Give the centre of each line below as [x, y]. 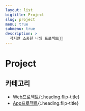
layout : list [19, 10]
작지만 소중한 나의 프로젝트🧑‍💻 [37, 39]
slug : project [20, 19]
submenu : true [20, 29]
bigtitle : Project [25, 15]
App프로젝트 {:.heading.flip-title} [46, 103]
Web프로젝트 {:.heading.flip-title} [46, 97]
